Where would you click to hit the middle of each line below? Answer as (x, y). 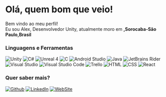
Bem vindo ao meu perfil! (32, 24)
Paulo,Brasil (18, 34)
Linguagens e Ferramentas (39, 48)
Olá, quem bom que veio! (59, 9)
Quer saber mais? (28, 78)
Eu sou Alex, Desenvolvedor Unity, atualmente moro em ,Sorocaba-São (81, 29)
